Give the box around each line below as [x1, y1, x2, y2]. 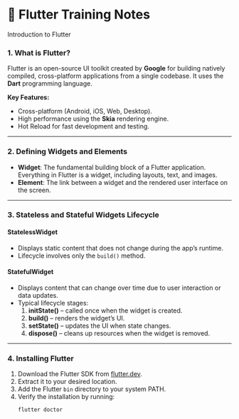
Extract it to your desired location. [17, 378, 117, 386]
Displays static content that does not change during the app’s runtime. [17, 243, 224, 252]
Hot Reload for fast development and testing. [17, 122, 149, 131]
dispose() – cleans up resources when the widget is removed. [28, 328, 211, 338]
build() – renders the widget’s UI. [28, 313, 125, 322]
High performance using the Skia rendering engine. [17, 114, 169, 123]
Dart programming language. [7, 79, 92, 88]
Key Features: [7, 93, 50, 102]
